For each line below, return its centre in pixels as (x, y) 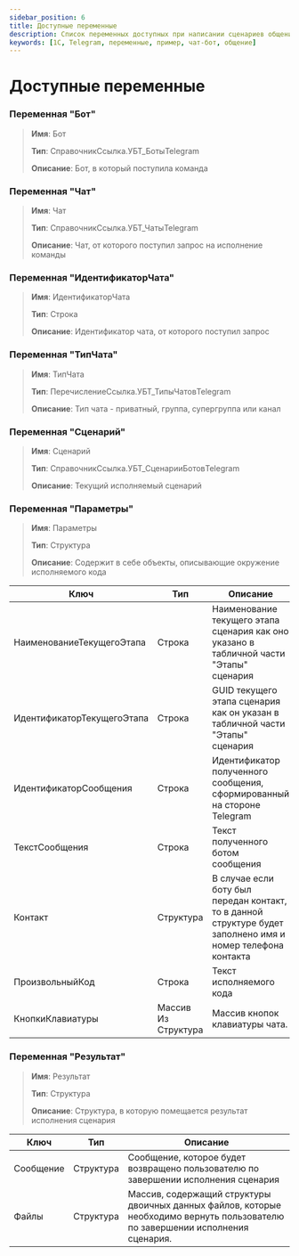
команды (48, 255)
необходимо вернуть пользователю (206, 1216)
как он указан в (246, 713)
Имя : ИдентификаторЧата (81, 297)
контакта (231, 957)
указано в (234, 642)
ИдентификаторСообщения (73, 788)
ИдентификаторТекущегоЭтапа (81, 718)
